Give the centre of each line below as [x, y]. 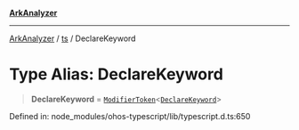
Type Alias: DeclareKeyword [117, 74]
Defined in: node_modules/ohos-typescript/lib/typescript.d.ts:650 [130, 116]
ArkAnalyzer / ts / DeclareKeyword [73, 38]
